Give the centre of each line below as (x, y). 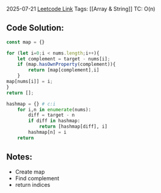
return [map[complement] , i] (64, 70)
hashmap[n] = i (48, 133)
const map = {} (26, 42)
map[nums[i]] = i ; (30, 82)
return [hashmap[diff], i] (73, 127)
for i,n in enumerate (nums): (54, 109)
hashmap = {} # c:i (31, 104)
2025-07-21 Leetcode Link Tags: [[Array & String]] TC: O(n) (81, 9)
